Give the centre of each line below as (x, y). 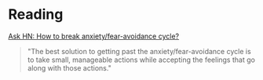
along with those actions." (69, 67)
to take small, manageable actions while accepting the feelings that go (141, 60)
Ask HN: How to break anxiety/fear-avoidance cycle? (93, 36)
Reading (36, 15)
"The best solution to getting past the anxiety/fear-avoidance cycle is (139, 51)
